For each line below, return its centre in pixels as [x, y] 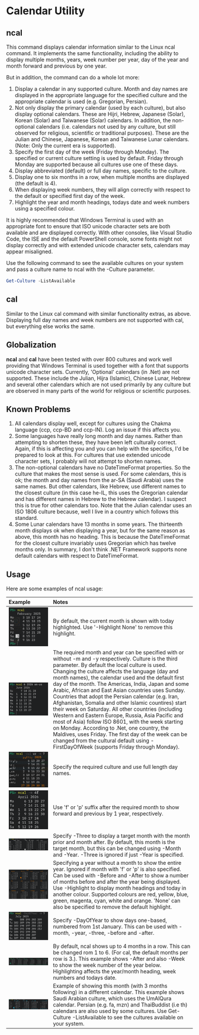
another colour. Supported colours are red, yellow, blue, [121, 894]
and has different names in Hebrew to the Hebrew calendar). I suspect [100, 499]
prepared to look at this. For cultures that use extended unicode [92, 455]
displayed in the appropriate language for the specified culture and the [101, 95]
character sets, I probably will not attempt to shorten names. [88, 461]
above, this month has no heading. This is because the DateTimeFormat [102, 537]
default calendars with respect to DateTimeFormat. [77, 556]
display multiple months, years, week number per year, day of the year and [97, 60]
